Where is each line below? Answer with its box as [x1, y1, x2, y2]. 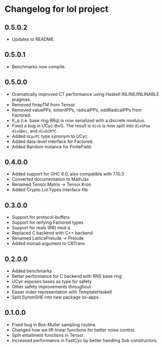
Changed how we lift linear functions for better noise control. [11, 327, 136, 333]
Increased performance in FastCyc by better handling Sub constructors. [11, 337, 158, 343]
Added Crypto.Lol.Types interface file [11, 187, 88, 193]
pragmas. [11, 96, 32, 102]
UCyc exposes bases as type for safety [11, 278, 92, 285]
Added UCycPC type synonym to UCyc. [11, 133, 89, 139]
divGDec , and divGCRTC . [11, 128, 58, 134]
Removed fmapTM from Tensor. [11, 101, 76, 107]
